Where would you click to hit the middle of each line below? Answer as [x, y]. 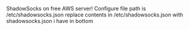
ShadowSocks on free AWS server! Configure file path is [76, 9]
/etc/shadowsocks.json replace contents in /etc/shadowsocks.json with [95, 15]
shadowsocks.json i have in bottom [50, 21]
